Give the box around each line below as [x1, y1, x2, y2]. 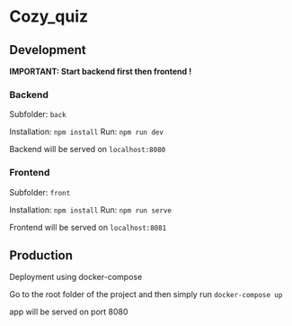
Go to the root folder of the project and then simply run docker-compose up [9, 289, 283, 300]
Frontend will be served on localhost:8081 [9, 222, 167, 232]
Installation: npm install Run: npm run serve [9, 204, 173, 215]
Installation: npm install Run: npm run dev [9, 126, 164, 137]
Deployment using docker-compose [9, 272, 143, 283]
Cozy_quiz [9, 6, 89, 27]
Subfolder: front [9, 186, 71, 197]
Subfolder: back [9, 109, 67, 120]
